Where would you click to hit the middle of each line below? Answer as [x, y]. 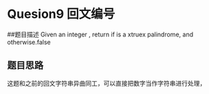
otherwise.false [29, 42]
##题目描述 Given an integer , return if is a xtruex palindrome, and [100, 34]
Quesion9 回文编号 [61, 14]
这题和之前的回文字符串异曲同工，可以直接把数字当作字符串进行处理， [107, 83]
